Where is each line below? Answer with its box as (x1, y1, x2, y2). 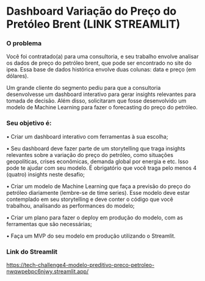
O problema (6, 39, 42, 48)
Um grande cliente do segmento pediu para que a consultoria (6, 84, 161, 92)
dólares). (6, 72, 29, 80)
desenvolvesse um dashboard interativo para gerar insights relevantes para (6, 90, 196, 98)
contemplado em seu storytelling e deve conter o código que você (6, 195, 174, 203)
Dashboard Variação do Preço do (6, 4, 177, 18)
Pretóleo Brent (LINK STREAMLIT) (6, 17, 181, 31)
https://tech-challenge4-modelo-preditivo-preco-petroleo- (6, 261, 154, 269)
